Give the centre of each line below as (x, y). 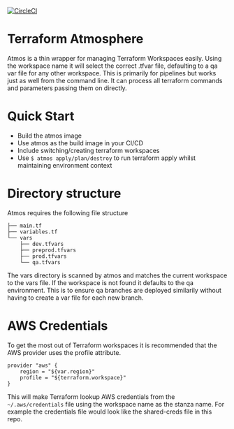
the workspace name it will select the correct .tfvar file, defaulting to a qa (112, 66)
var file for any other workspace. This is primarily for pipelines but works (112, 73)
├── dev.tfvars (42, 244)
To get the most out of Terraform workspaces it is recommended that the (112, 345)
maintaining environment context (65, 165)
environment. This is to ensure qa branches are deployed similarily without (115, 290)
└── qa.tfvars (40, 262)
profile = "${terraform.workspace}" (73, 377)
